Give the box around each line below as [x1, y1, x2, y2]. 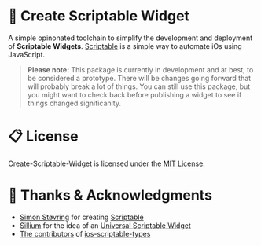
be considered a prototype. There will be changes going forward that [27, 73, 252, 83]
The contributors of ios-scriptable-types [19, 229, 151, 238]
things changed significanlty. [27, 98, 122, 108]
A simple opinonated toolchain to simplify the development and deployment [8, 33, 253, 42]
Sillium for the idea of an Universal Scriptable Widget [19, 220, 191, 230]
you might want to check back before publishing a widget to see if [27, 90, 242, 99]
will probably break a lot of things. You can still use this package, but [27, 82, 251, 91]
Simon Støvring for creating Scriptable [19, 212, 144, 222]
